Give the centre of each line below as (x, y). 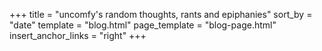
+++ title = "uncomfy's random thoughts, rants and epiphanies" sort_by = (161, 14)
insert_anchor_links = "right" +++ (78, 35)
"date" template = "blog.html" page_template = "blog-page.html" (143, 25)
